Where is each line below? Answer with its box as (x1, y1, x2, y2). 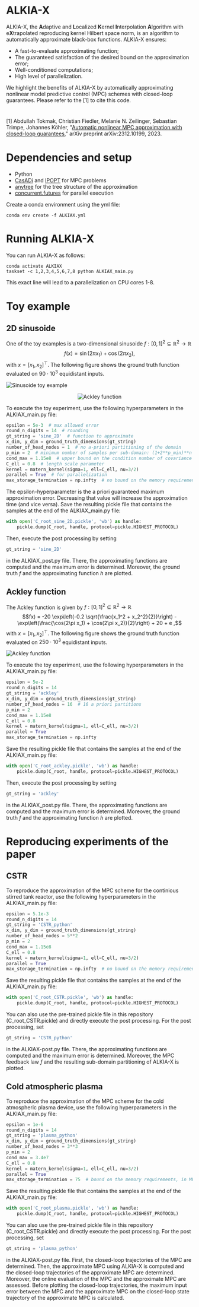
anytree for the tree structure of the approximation (14, 183, 138, 191)
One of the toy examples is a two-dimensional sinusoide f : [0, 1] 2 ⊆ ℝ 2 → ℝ (6, 339, 192, 347)
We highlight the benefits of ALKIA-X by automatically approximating (6, 84, 174, 91)
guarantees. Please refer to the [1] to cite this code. (6, 96, 131, 104)
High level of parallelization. (14, 72, 83, 80)
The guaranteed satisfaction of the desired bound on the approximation (14, 53, 190, 61)
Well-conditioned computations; (14, 66, 94, 73)
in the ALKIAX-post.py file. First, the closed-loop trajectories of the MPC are (6, 1256, 192, 1263)
